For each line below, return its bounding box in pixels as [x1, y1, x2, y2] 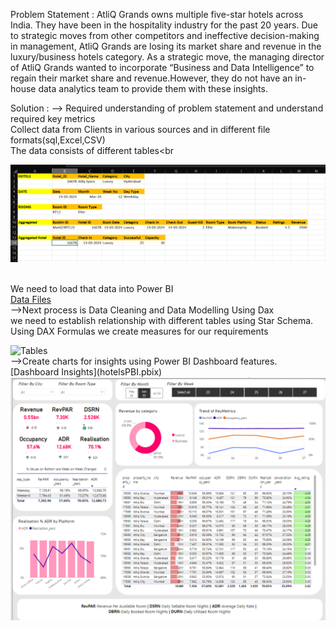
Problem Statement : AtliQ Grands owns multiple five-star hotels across [10, 9, 304, 20]
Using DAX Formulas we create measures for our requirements [10, 325, 269, 338]
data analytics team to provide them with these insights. [38, 83, 268, 94]
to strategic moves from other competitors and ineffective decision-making [10, 30, 320, 41]
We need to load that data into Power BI [10, 283, 174, 295]
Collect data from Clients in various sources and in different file [10, 124, 271, 135]
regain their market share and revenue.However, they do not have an [10, 72, 293, 84]
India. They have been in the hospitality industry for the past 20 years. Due [10, 19, 318, 31]
